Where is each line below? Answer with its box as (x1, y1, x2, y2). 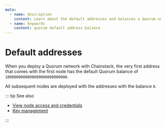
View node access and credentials (12, 102, 83, 109)
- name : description (9, 12, 52, 17)
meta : (5, 7, 16, 12)
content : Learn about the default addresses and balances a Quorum (14, 16, 156, 21)
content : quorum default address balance (14, 26, 100, 31)
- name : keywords (9, 21, 45, 26)
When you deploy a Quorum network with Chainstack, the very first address (5, 63, 160, 69)
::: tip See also (5, 93, 34, 99)
